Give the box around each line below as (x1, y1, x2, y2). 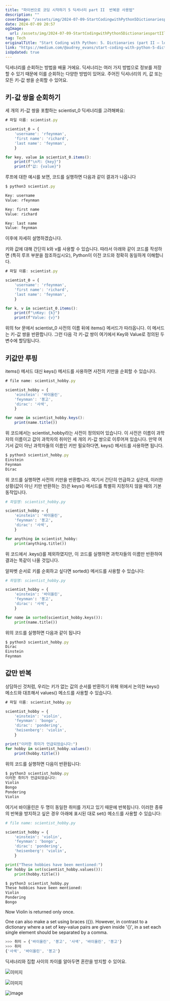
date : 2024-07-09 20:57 (5, 21, 56, 27)
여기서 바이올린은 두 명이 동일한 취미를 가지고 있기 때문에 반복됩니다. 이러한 (5, 804, 154, 810)
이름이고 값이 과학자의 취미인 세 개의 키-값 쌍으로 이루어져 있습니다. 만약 (14, 436, 157, 442)
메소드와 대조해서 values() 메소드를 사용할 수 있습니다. (5, 689, 113, 695)
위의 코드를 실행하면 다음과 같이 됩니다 (5, 629, 81, 635)
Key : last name (5, 221, 37, 226)
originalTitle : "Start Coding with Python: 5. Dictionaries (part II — (5, 40, 159, 46)
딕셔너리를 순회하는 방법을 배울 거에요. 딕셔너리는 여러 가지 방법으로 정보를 (5, 64, 153, 70)
